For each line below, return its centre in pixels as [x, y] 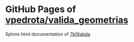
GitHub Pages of [41, 9]
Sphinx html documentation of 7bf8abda [48, 34]
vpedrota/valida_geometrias [67, 20]
